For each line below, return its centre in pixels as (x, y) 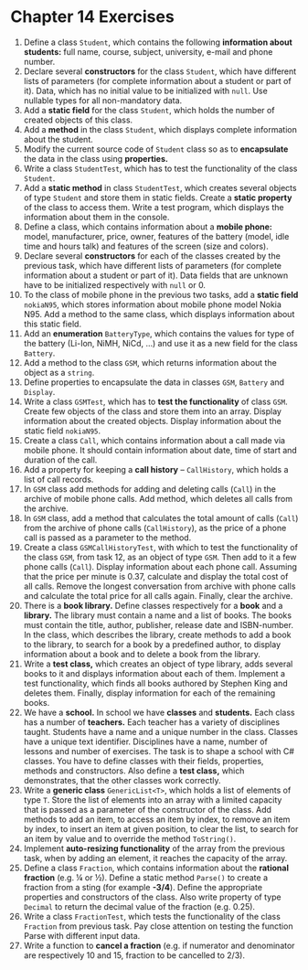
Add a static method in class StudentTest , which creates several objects (160, 187)
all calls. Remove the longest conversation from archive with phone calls (159, 586)
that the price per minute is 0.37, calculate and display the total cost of (156, 576)
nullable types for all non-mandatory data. (103, 100)
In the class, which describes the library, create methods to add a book (157, 634)
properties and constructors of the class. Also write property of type (152, 897)
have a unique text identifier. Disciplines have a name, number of (145, 741)
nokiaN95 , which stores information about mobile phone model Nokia (153, 304)
